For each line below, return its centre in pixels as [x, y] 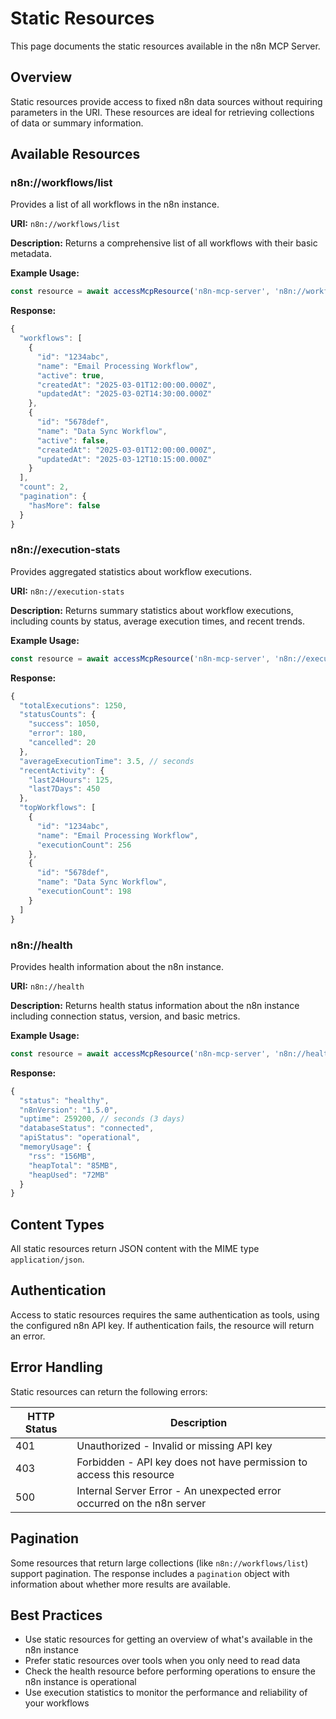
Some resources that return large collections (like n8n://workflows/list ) [159, 1563]
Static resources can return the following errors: [109, 1391]
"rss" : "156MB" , [62, 1156]
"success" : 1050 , [64, 724]
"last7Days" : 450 [64, 789]
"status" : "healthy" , [64, 1100]
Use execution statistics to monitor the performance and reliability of [166, 1693]
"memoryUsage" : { [55, 1147]
